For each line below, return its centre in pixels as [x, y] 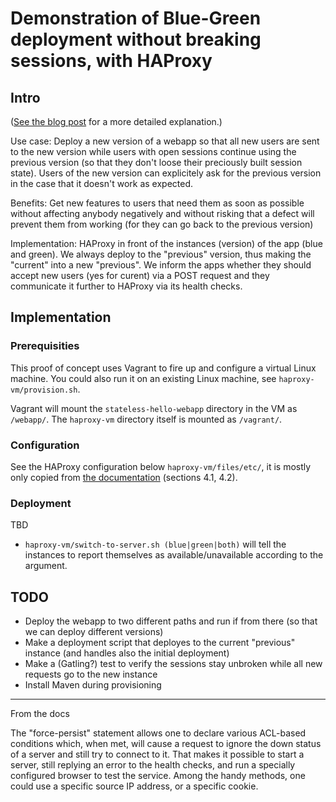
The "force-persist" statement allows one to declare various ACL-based [158, 733]
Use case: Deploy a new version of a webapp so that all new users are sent [165, 141]
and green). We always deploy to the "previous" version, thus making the [161, 254]
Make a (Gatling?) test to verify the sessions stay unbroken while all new [173, 664]
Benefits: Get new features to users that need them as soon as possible [157, 203]
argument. [46, 566]
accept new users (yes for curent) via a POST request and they [140, 275]
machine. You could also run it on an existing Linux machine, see [143, 378]
